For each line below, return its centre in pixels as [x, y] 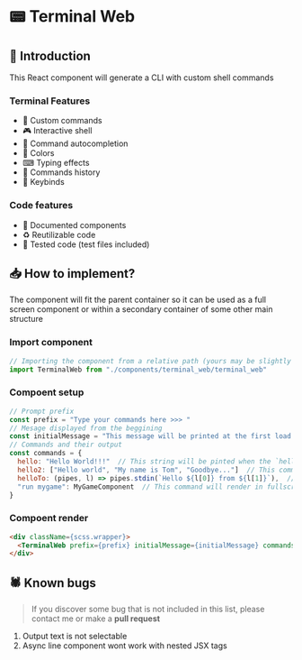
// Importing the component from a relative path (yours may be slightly [151, 361]
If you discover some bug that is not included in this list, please [148, 610]
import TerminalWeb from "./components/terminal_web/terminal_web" [138, 370]
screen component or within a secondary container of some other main [141, 309]
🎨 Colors [38, 153]
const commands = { [46, 454]
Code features [41, 206]
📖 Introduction [50, 55]
